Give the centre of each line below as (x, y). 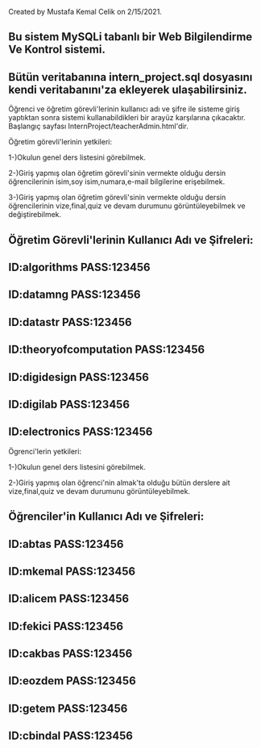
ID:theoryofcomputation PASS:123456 (107, 350)
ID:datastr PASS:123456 (70, 322)
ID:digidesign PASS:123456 (79, 377)
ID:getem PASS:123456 (68, 708)
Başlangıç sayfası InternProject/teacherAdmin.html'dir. (99, 126)
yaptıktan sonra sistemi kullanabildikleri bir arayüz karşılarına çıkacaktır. (127, 118)
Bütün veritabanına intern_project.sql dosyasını (130, 77)
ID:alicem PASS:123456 (69, 599)
